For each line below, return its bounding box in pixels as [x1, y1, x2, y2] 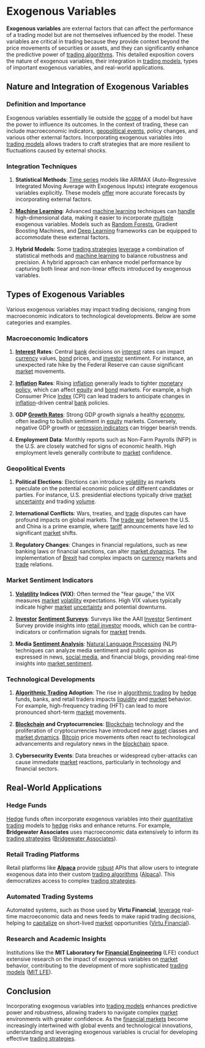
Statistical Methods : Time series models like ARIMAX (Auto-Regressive [15, 176, 197, 183]
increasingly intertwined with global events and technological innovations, [6, 1022, 193, 1030]
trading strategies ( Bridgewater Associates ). [6, 834, 118, 842]
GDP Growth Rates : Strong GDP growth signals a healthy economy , [15, 411, 185, 418]
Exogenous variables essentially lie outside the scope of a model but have [6, 114, 193, 121]
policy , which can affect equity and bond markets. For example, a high [15, 386, 193, 394]
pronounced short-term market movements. [15, 708, 127, 716]
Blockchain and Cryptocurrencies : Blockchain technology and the [15, 720, 184, 727]
